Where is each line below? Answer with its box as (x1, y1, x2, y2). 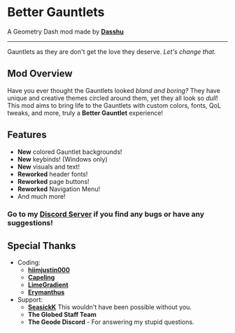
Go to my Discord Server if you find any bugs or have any (7, 209, 205, 219)
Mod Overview (7, 68, 73, 80)
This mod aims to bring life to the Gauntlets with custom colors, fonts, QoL (7, 101, 222, 109)
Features (7, 129, 47, 141)
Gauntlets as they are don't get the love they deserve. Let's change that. (7, 47, 216, 56)
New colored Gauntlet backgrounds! (17, 148, 122, 156)
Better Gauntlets (7, 4, 105, 20)
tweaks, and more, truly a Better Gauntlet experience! (7, 108, 163, 117)
